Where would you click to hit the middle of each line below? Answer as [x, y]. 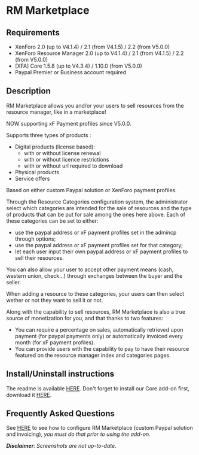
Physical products [37, 172]
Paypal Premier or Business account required [71, 72]
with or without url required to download [73, 166]
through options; [35, 239]
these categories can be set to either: [52, 221]
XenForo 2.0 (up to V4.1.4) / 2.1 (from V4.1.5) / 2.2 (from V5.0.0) [92, 47]
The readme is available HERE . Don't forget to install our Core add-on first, [98, 388]
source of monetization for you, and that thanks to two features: [85, 318]
